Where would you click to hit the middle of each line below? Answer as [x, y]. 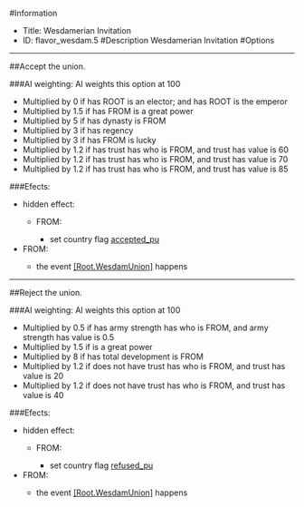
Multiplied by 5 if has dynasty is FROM [94, 121]
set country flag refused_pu [101, 465]
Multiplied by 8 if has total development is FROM [113, 356]
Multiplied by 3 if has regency [78, 130]
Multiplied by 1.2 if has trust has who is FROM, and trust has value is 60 [156, 150]
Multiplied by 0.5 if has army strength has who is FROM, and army [145, 327]
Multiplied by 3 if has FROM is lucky [89, 140]
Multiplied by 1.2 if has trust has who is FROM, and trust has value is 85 [155, 169]
